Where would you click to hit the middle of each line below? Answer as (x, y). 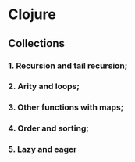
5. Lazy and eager (43, 149)
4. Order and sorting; (49, 128)
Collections (36, 43)
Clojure (32, 14)
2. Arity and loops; (44, 86)
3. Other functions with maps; (66, 107)
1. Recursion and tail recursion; (68, 66)
